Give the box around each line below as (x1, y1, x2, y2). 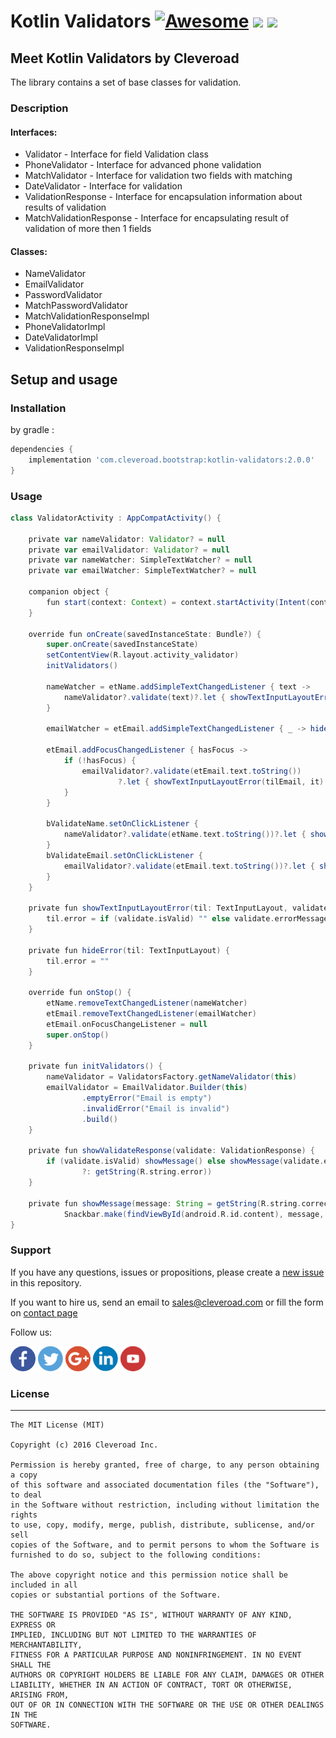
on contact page (10, 1306, 78, 1319)
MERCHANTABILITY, (10, 1640, 83, 1650)
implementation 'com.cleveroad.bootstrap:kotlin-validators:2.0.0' (28, 455, 315, 465)
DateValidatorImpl (24, 331, 98, 344)
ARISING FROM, (10, 1690, 70, 1700)
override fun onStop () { (28, 988, 132, 998)
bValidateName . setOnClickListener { (46, 819, 199, 829)
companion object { (28, 587, 110, 597)
